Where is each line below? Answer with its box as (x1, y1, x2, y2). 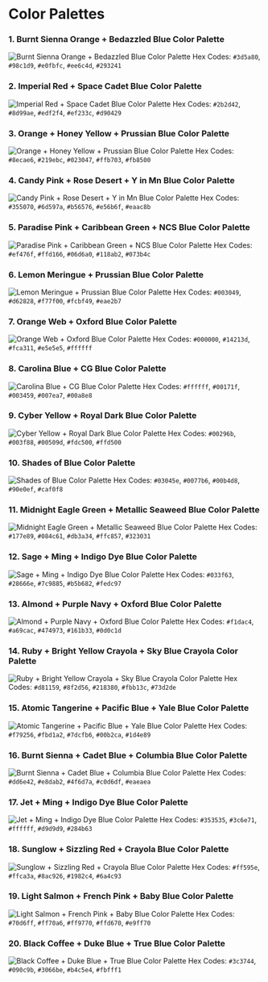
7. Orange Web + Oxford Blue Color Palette (8, 315, 177, 327)
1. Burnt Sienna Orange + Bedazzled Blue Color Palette (8, 34, 225, 45)
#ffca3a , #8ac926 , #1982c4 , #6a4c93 (8, 871, 122, 880)
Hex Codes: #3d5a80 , (192, 52, 261, 61)
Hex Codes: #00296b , (167, 428, 236, 438)
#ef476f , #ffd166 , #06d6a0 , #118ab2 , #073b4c (8, 249, 151, 258)
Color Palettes (8, 5, 105, 23)
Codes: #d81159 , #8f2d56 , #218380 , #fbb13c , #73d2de (8, 683, 177, 692)
